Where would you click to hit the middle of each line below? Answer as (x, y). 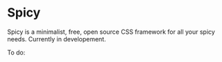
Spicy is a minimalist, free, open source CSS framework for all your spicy (111, 32)
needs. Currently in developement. (57, 39)
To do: (16, 52)
